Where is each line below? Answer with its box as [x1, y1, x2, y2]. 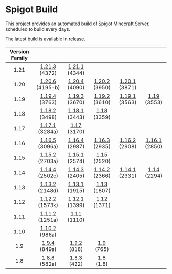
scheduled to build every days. [5, 26, 71, 32]
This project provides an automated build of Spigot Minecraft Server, [5, 20, 150, 27]
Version [9, 48, 29, 55]
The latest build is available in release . [5, 36, 86, 42]
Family [11, 54, 28, 61]
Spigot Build [5, 4, 58, 15]
